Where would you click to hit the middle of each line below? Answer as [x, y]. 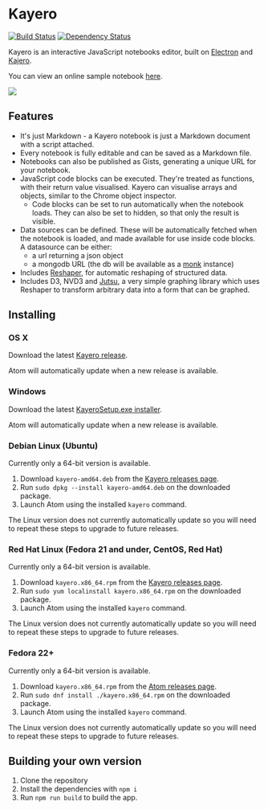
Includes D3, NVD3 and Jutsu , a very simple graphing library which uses [140, 281]
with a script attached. [57, 144]
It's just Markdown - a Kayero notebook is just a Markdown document [135, 136]
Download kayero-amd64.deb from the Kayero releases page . [119, 479]
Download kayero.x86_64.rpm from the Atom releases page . [118, 686]
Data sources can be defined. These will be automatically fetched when [138, 229]
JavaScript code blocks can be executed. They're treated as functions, [137, 179]
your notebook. [45, 170]
